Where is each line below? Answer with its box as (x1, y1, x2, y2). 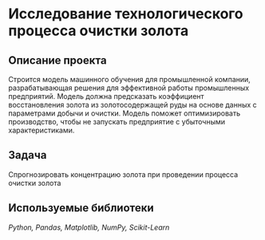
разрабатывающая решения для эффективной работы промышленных (8, 83, 250, 92)
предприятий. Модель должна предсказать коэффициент (8, 92, 205, 100)
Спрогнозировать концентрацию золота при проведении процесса (8, 169, 239, 179)
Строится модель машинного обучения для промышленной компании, (8, 75, 251, 84)
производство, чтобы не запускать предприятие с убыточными (8, 117, 226, 126)
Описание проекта (8, 53, 107, 67)
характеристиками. (8, 125, 75, 135)
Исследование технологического (8, 5, 243, 23)
